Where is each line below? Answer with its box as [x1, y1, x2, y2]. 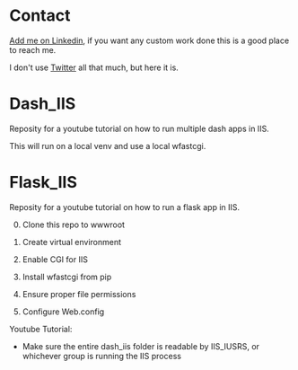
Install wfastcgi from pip [22, 271, 112, 282]
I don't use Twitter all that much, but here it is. [9, 62, 180, 73]
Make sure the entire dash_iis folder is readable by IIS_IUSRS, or [22, 340, 260, 351]
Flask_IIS [9, 172, 78, 193]
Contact [9, 5, 71, 26]
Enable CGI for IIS [22, 253, 88, 265]
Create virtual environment [22, 236, 122, 247]
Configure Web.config [22, 306, 105, 317]
